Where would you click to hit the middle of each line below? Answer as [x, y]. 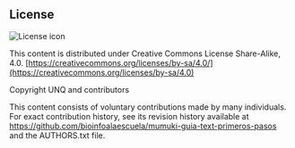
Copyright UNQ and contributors [69, 89]
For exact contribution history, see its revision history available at [129, 116]
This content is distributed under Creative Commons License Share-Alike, [145, 53]
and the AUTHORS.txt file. [57, 135]
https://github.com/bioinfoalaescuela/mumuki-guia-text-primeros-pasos [143, 126]
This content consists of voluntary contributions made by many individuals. [148, 107]
